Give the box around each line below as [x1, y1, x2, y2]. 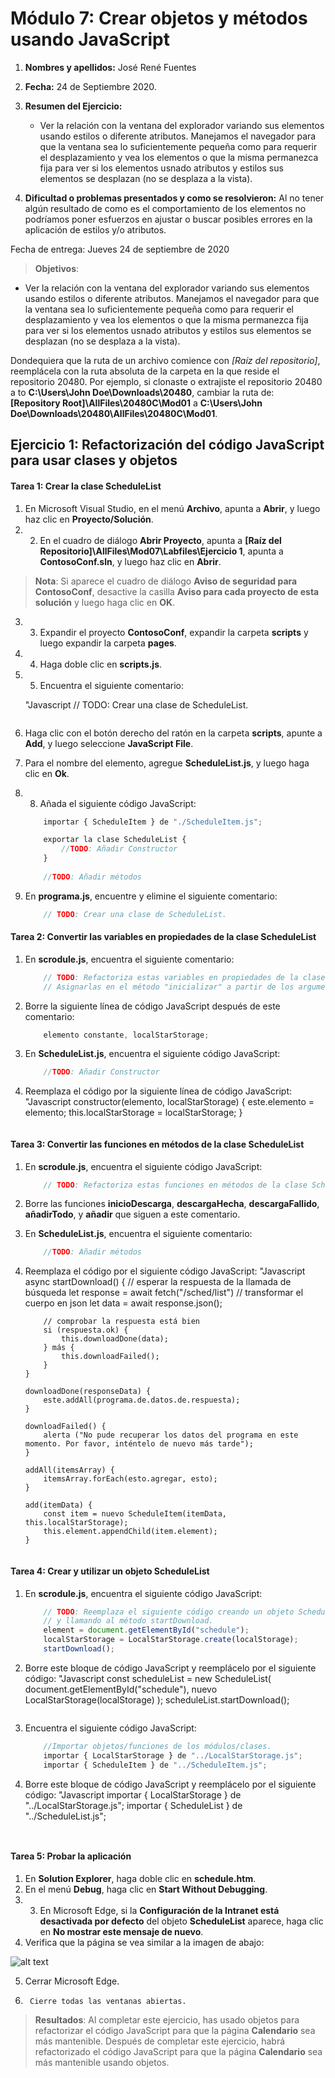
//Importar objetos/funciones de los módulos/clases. [43, 1741, 272, 1751]
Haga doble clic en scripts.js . [39, 658, 163, 670]
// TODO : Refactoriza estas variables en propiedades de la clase [43, 972, 326, 982]
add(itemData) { [24, 1500, 93, 1511]
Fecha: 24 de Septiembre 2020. [24, 80, 157, 92]
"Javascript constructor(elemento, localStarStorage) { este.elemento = [24, 1096, 315, 1108]
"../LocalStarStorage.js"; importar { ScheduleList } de [24, 1799, 243, 1811]
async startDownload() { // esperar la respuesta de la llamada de [24, 1276, 292, 1288]
